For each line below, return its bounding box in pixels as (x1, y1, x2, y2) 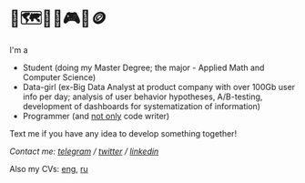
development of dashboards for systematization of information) (22, 100, 261, 111)
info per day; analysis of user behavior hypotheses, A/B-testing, (22, 91, 263, 102)
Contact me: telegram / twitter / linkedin (9, 146, 159, 157)
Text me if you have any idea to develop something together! (9, 127, 238, 138)
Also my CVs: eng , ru (9, 163, 88, 174)
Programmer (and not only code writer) (22, 110, 170, 121)
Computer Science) (22, 71, 97, 83)
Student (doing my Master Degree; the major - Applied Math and (22, 62, 265, 73)
